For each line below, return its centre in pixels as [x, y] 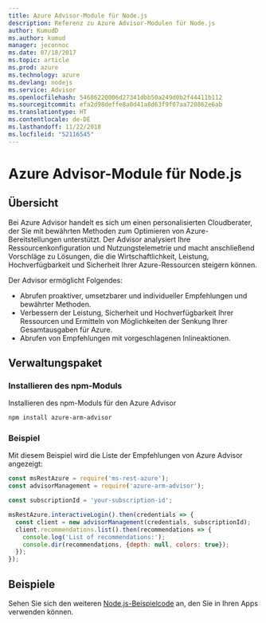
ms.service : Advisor [43, 90]
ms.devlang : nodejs [41, 82]
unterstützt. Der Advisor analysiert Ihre [127, 239]
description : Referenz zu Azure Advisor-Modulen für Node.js [112, 23]
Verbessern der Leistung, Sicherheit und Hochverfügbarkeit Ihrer [127, 313]
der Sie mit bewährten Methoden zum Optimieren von [96, 231]
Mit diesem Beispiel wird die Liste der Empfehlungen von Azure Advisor [125, 455]
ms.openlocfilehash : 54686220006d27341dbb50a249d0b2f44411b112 [115, 97]
